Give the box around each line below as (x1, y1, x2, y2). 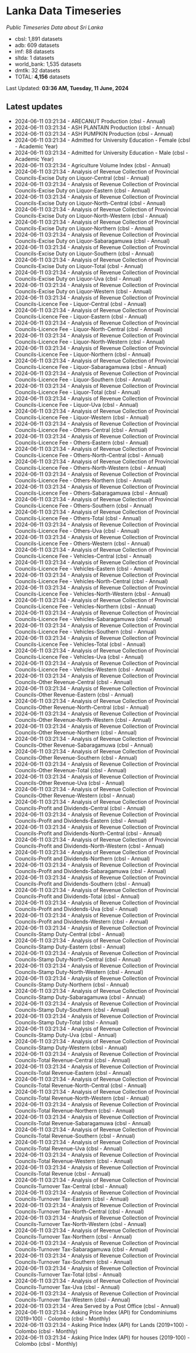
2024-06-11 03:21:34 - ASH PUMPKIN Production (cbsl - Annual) (14, 130, 173, 137)
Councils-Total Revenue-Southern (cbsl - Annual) (14, 1132, 136, 1139)
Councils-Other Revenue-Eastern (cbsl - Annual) (14, 691, 134, 698)
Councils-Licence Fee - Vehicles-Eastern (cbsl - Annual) (14, 565, 153, 572)
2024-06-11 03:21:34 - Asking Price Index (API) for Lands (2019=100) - (14, 1321, 188, 1328)
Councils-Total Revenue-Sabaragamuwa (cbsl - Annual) (14, 1119, 151, 1126)
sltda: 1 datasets (14, 54, 54, 61)
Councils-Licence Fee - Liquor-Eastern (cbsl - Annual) (14, 313, 147, 320)
